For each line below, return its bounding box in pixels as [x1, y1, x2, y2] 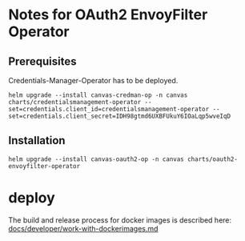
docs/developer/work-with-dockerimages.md [8, 223, 159, 233]
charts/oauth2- [187, 155, 239, 163]
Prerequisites [8, 54, 77, 68]
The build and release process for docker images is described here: [8, 215, 232, 225]
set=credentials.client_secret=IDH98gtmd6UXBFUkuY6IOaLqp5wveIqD [8, 112, 231, 120]
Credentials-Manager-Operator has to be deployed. [8, 76, 179, 85]
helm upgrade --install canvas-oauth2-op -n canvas [8, 155, 184, 163]
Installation [8, 134, 66, 147]
